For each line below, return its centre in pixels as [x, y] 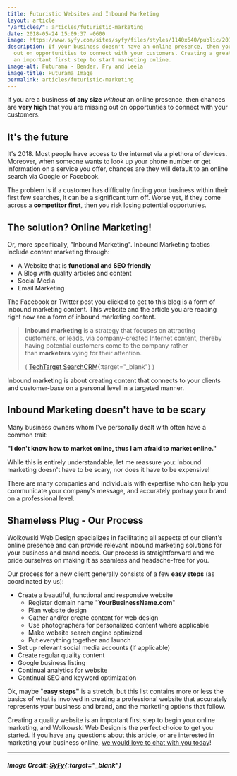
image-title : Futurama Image [50, 73]
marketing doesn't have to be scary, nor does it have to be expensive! [109, 469]
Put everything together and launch [80, 640]
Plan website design [57, 610]
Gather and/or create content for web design [93, 617]
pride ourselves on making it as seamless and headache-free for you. [108, 560]
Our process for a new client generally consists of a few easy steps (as [111, 574]
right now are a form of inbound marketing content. [82, 317]
